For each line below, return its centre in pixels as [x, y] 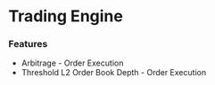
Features [28, 44]
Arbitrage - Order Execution [72, 63]
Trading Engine [66, 16]
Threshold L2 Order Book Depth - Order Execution [114, 73]
